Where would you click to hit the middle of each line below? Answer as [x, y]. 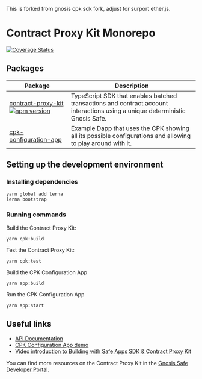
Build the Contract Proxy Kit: [41, 228]
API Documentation [39, 338]
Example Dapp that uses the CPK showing [130, 128]
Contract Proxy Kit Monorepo [81, 33]
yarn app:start [25, 305]
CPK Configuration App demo [52, 345]
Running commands [36, 215]
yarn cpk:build [25, 239]
